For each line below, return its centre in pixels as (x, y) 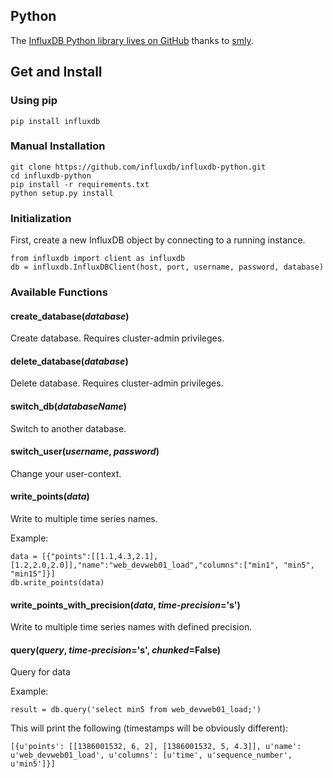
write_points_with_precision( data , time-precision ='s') (125, 605)
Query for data (40, 672)
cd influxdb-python (51, 175)
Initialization (41, 218)
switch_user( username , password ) (85, 451)
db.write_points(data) (57, 583)
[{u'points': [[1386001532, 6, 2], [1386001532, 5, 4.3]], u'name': (156, 747)
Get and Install (56, 72)
